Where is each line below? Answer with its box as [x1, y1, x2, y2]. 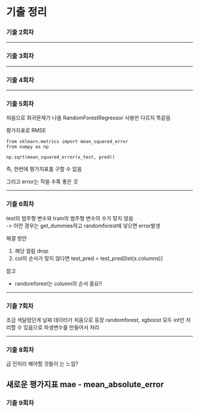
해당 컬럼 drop [14, 247, 49, 254]
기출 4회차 [6, 75, 34, 84]
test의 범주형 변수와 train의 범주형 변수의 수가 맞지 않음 [6, 214, 134, 221]
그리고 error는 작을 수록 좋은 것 [6, 178, 78, 185]
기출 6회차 [6, 200, 34, 208]
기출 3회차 [6, 52, 34, 60]
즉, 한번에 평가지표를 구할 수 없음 [6, 166, 82, 173]
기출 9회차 [6, 398, 34, 407]
